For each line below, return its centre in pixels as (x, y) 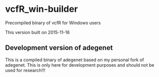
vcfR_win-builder (41, 9)
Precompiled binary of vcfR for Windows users (53, 23)
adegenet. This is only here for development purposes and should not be (80, 65)
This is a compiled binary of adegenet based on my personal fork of (75, 60)
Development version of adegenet (59, 48)
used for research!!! (25, 70)
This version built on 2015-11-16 (38, 32)
